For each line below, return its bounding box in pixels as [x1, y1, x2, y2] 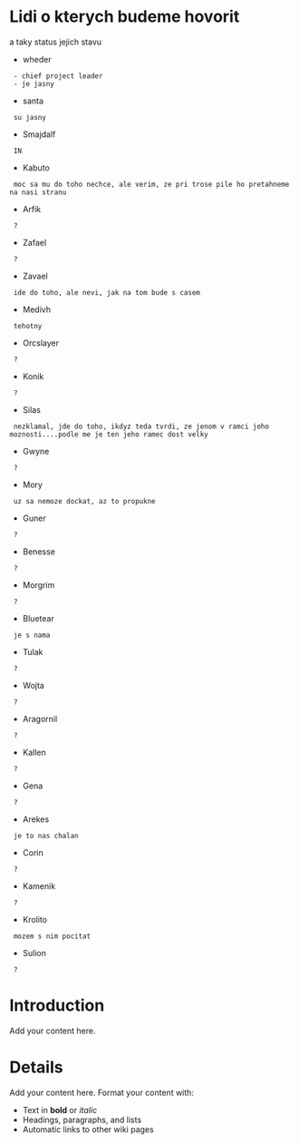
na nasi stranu [9, 188, 67, 197]
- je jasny [13, 79, 54, 88]
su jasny [13, 112, 47, 122]
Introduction [9, 995, 105, 1016]
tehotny [13, 321, 43, 330]
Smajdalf [22, 129, 56, 140]
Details [9, 1057, 63, 1078]
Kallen [22, 747, 47, 758]
